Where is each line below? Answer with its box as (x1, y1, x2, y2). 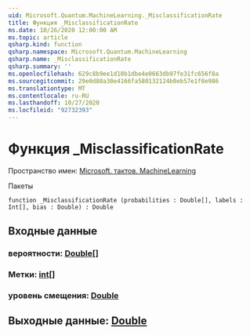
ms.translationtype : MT (8, 84, 86, 93)
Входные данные (8, 224, 98, 238)
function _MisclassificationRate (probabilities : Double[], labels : (8, 196, 244, 204)
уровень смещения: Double (8, 290, 119, 301)
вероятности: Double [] (8, 248, 100, 259)
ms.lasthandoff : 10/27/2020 (8, 99, 100, 107)
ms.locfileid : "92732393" (8, 107, 92, 115)
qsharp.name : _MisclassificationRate (8, 56, 132, 64)
